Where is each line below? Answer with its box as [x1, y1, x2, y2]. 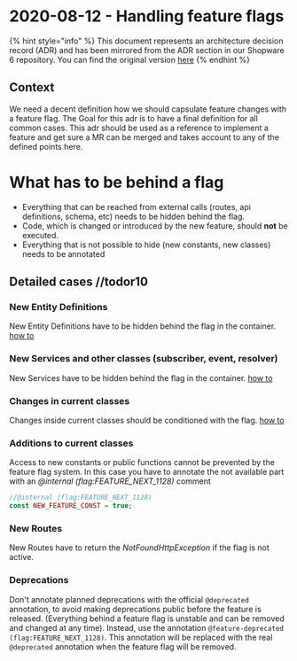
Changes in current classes [9, 394, 130, 407]
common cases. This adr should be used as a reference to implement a [9, 122, 269, 133]
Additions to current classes [9, 437, 134, 449]
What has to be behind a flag [9, 172, 224, 192]
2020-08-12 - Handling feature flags [9, 6, 285, 27]
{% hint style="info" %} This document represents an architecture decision [9, 35, 284, 46]
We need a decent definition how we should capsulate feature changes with [9, 104, 286, 114]
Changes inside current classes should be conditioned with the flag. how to [9, 415, 285, 425]
